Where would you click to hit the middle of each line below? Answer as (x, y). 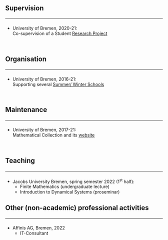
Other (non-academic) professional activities (77, 208)
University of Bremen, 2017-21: (44, 130)
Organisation (26, 59)
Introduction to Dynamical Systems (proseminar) (70, 192)
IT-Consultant (34, 233)
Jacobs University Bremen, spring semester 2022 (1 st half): (73, 181)
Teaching (20, 160)
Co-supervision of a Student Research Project (60, 33)
